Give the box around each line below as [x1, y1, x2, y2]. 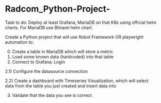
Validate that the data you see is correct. [12, 92, 93, 98]
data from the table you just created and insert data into [5, 83, 116, 88]
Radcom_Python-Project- [5, 3, 111, 15]
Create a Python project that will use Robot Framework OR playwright [5, 34, 144, 40]
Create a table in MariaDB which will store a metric [12, 49, 113, 54]
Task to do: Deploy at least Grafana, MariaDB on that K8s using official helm [5, 19, 157, 25]
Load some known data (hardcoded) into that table [12, 53, 114, 59]
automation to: [5, 39, 34, 45]
